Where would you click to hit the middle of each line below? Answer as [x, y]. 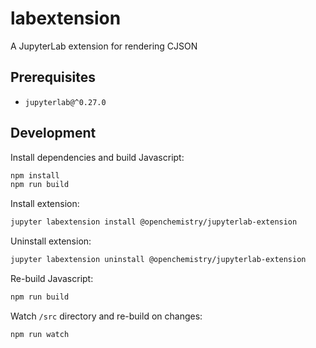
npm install [35, 175]
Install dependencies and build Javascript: [97, 157]
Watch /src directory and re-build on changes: [106, 316]
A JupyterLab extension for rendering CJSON [104, 46]
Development [53, 133]
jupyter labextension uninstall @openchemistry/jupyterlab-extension [158, 260]
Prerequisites [53, 77]
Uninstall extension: [51, 241]
